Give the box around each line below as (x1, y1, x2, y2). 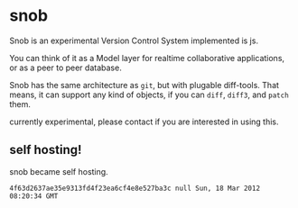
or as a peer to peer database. (9, 62, 122, 73)
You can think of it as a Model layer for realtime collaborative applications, (9, 52, 285, 63)
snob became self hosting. (9, 166, 108, 176)
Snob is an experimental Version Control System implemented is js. (9, 35, 259, 46)
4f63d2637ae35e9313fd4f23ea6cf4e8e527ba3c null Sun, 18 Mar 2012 (9, 184, 260, 193)
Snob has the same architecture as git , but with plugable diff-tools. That (9, 79, 280, 90)
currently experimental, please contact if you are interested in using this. (9, 116, 279, 127)
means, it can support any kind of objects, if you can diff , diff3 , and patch (9, 89, 289, 100)
